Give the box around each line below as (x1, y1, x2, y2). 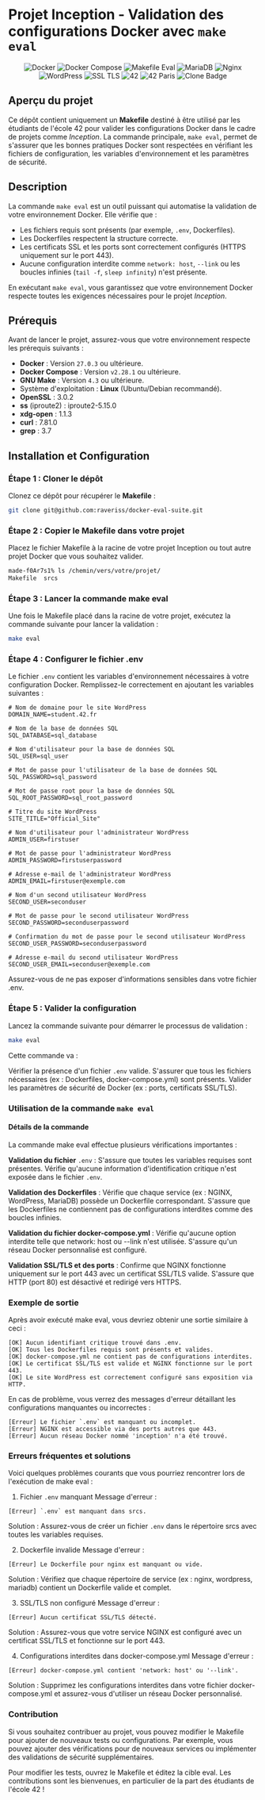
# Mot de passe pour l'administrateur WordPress (8, 850, 172, 858)
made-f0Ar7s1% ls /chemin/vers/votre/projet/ (8, 567, 161, 575)
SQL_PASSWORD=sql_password (8, 773, 97, 781)
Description (8, 180, 67, 194)
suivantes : (8, 689, 44, 698)
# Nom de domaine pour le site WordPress (8, 704, 147, 712)
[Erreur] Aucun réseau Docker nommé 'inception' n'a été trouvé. (8, 1432, 228, 1441)
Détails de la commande (8, 1123, 89, 1132)
